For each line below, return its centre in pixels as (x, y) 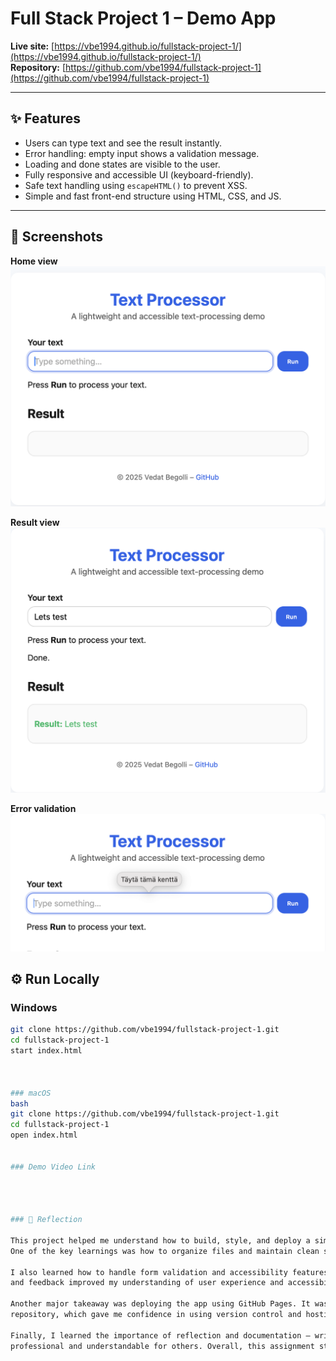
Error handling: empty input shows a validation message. (142, 153)
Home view (34, 261)
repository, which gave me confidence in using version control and (156, 1315)
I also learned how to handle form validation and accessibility (149, 1272)
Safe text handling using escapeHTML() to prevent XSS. (136, 185)
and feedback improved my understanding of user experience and (147, 1283)
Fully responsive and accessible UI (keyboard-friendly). (139, 174)
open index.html (44, 1135)
